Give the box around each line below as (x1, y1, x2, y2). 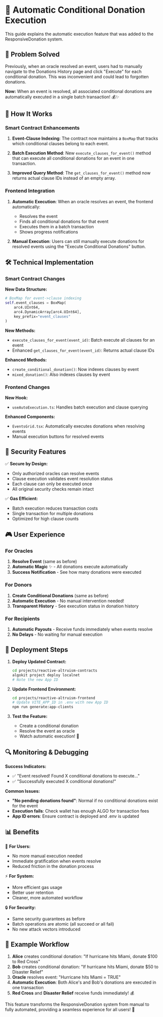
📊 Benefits (5, 828, 39, 836)
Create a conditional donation (19, 723, 79, 729)
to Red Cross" (12, 958, 40, 964)
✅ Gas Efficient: (5, 496, 38, 501)
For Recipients (5, 615, 40, 622)
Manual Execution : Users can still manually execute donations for (12, 238, 145, 244)
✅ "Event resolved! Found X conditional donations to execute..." (12, 773, 140, 779)
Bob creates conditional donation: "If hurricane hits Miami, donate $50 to (12, 964, 159, 970)
